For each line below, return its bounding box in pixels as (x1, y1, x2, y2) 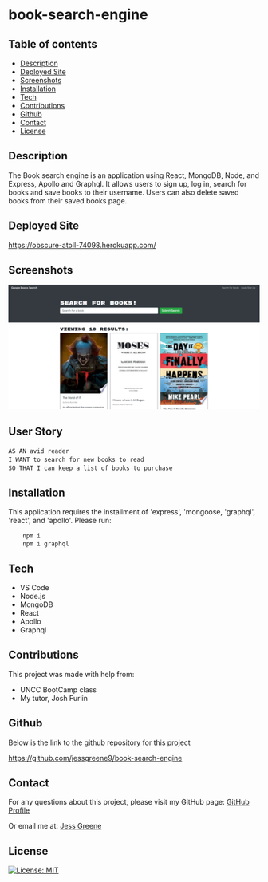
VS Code (19, 583, 49, 593)
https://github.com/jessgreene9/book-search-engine (8, 753, 183, 762)
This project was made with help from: (8, 669, 135, 679)
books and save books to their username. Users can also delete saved (8, 187, 239, 197)
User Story (8, 425, 63, 439)
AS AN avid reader (8, 447, 69, 455)
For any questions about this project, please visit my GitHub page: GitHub (8, 797, 250, 807)
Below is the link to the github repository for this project (8, 738, 191, 747)
